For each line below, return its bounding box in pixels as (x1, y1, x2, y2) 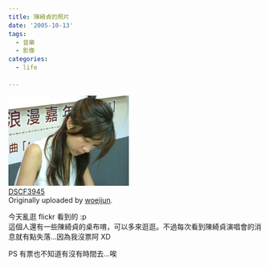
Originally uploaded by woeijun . (8, 195, 113, 204)
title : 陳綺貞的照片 (8, 13, 70, 21)
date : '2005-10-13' (8, 21, 74, 30)
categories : (8, 55, 48, 63)
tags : (8, 30, 26, 38)
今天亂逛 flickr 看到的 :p (8, 212, 87, 221)
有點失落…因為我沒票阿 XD (22, 232, 111, 241)
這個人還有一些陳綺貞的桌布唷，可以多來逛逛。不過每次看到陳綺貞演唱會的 (8, 221, 255, 232)
